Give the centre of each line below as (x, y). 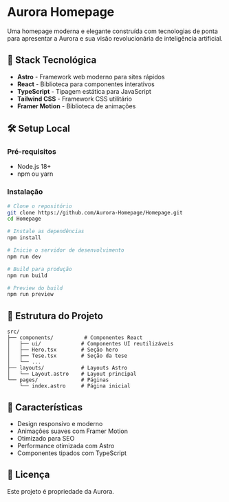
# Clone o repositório (40, 206)
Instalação (25, 192)
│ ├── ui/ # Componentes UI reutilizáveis (90, 344)
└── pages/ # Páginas (58, 380)
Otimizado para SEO (46, 438)
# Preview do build (35, 288)
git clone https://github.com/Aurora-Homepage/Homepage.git (95, 212)
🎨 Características (45, 407)
